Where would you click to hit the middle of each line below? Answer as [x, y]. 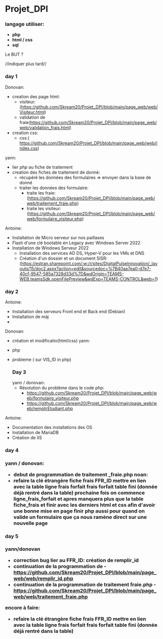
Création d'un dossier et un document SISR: [63, 258]
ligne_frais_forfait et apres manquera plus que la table [78, 498]
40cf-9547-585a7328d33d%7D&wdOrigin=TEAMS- [72, 274]
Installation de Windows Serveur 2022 [50, 248]
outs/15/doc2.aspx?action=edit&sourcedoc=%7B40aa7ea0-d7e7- [85, 268]
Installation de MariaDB [36, 433]
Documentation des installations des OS [52, 427]
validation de [32, 117]
